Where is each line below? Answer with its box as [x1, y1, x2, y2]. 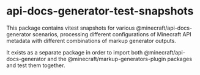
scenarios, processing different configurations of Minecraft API [32, 30, 191, 37]
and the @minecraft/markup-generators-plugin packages [47, 55, 193, 62]
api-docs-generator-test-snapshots [6, 4, 194, 18]
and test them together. [6, 62, 65, 69]
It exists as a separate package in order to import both [6, 48, 143, 56]
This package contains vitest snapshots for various [6, 24, 135, 31]
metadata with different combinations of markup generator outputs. [6, 37, 176, 44]
